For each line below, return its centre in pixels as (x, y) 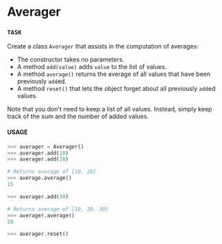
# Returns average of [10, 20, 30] (58, 209)
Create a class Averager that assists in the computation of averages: (103, 46)
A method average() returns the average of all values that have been (114, 74)
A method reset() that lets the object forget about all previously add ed (116, 89)
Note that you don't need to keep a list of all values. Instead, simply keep (110, 109)
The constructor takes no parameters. (71, 59)
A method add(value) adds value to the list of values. (92, 67)
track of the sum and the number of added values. (78, 116)
